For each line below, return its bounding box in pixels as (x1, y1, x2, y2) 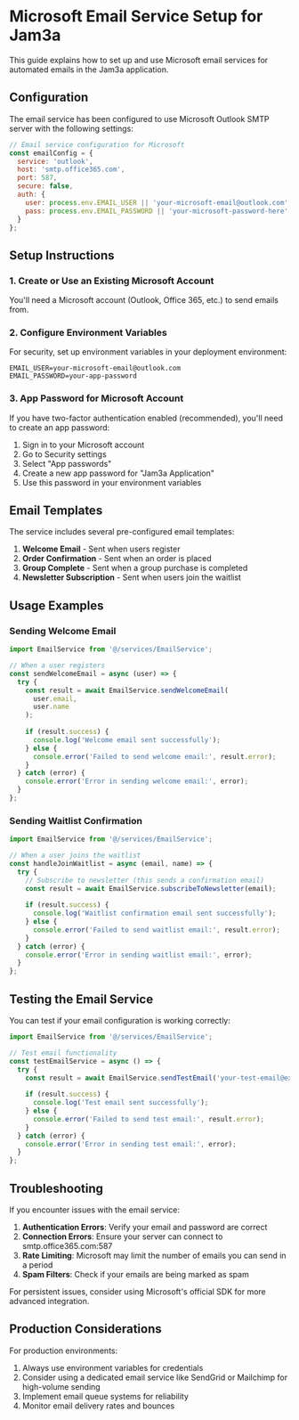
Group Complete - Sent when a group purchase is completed (21, 563, 248, 574)
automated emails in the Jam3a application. (9, 64, 169, 75)
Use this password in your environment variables (21, 477, 202, 487)
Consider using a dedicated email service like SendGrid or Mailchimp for (21, 1372, 288, 1383)
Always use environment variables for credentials (21, 1362, 204, 1373)
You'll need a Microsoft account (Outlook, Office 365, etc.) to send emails (9, 295, 279, 306)
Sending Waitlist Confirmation (9, 814, 142, 827)
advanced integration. (9, 1295, 90, 1306)
